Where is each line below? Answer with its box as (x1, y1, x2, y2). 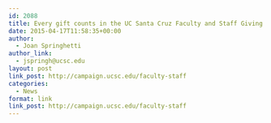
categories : (8, 79, 49, 87)
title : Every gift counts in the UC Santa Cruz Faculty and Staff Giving (8, 19, 264, 28)
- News (15, 87, 38, 95)
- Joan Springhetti (15, 42, 82, 50)
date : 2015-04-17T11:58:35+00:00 (8, 27, 122, 35)
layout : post (8, 65, 53, 73)
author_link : (8, 49, 53, 57)
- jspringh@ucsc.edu (15, 57, 85, 66)
